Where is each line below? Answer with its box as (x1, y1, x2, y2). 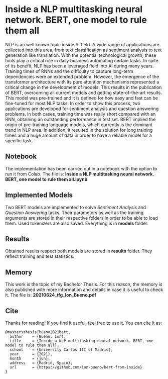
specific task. (5, 137, 33, 144)
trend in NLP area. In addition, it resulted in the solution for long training (5, 127, 153, 133)
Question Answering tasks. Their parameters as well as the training (5, 210, 144, 216)
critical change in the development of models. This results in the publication (5, 84, 162, 90)
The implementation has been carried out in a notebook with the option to (5, 165, 157, 171)
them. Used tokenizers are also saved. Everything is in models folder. (5, 220, 149, 226)
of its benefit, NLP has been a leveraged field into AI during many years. (5, 63, 154, 69)
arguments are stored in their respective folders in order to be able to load (5, 215, 158, 221)
